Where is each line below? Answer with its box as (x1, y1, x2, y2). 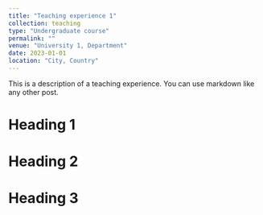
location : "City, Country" (8, 57, 99, 65)
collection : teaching (8, 19, 81, 27)
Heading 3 (8, 189, 79, 208)
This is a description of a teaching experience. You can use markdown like (8, 78, 255, 89)
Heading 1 (8, 116, 76, 134)
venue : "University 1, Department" (8, 42, 128, 50)
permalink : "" (8, 34, 56, 43)
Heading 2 (8, 152, 79, 171)
